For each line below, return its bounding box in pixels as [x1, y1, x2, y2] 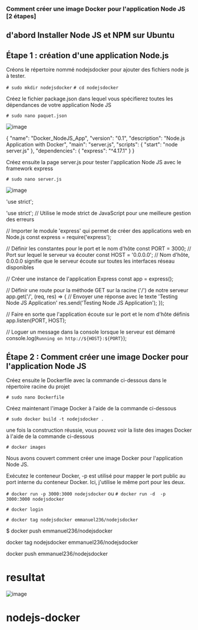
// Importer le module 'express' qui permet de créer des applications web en [6, 227, 192, 234]
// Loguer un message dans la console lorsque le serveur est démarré [6, 328, 176, 335]
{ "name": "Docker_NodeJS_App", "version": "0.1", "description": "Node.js [6, 135, 186, 142]
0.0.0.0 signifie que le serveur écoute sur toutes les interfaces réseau [6, 257, 175, 265]
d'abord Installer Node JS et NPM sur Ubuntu [6, 30, 175, 40]
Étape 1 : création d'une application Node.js [6, 50, 169, 60]
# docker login [6, 507, 44, 513]
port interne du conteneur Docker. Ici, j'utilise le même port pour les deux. [6, 478, 186, 485]
